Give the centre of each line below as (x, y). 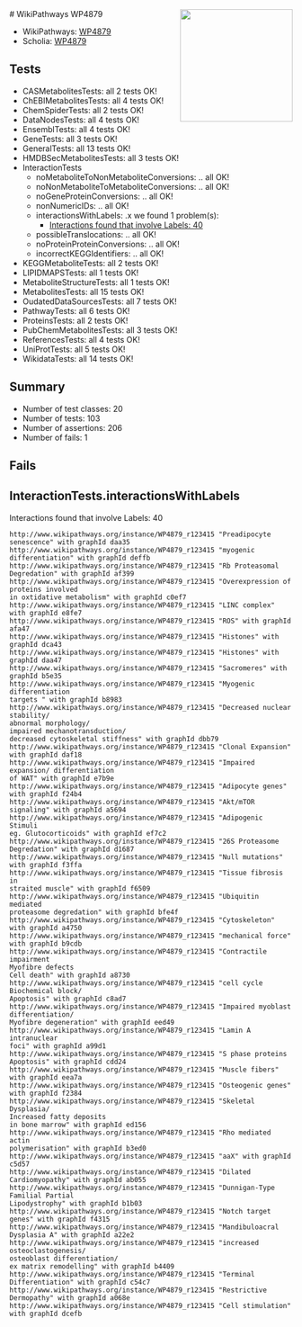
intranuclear (34, 1038)
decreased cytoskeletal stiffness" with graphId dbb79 (114, 739)
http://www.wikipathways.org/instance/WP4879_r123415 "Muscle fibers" (144, 1070)
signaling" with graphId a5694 (68, 810)
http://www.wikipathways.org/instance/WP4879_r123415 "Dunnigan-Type (142, 1188)
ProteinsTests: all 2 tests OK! (75, 320)
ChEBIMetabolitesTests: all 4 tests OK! (93, 100)
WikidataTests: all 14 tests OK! (78, 358)
